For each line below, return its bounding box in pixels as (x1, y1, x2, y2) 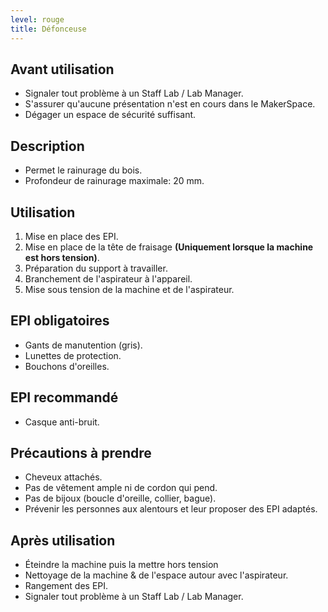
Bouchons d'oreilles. (24, 360, 110, 372)
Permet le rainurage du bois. (24, 164, 143, 176)
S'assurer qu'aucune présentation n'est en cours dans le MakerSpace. (24, 98, 316, 110)
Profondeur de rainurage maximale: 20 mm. (24, 175, 205, 187)
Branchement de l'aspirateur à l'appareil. (24, 272, 193, 285)
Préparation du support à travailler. (24, 262, 168, 274)
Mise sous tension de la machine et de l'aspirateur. (24, 283, 235, 295)
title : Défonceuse (10, 24, 87, 34)
